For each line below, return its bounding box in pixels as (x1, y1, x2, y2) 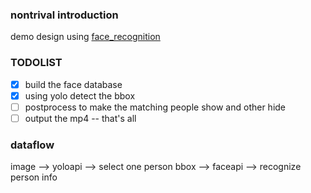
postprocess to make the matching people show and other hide (24, 101, 287, 113)
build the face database (24, 78, 123, 90)
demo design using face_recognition (10, 31, 161, 43)
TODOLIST (10, 56, 63, 70)
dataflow (10, 138, 55, 152)
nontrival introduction (10, 8, 119, 22)
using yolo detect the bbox (24, 89, 136, 102)
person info (10, 171, 58, 183)
